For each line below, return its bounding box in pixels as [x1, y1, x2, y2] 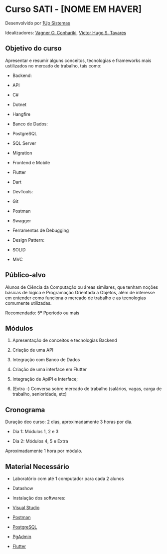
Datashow [12, 486, 33, 491]
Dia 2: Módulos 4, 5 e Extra [12, 438, 68, 444]
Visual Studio [12, 505, 40, 511]
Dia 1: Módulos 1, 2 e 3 [12, 429, 59, 435]
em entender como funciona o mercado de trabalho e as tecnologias [5, 295, 146, 301]
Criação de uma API [12, 347, 54, 353]
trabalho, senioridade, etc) [12, 391, 67, 397]
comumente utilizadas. [5, 300, 52, 306]
